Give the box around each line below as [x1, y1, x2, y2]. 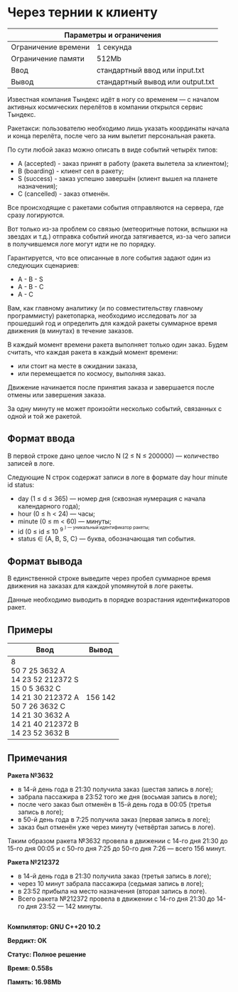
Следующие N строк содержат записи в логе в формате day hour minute [7, 473, 228, 481]
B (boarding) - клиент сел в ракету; [17, 167, 124, 175]
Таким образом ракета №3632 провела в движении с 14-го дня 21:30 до [7, 836, 228, 845]
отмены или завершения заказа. [7, 390, 107, 399]
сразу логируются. [7, 211, 65, 219]
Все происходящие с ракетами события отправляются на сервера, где [7, 203, 224, 212]
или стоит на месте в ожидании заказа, [17, 361, 138, 370]
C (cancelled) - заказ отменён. [17, 189, 110, 198]
